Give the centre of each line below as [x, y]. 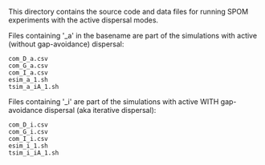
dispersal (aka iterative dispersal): [100, 110]
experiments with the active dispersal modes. [84, 20]
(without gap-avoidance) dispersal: [66, 44]
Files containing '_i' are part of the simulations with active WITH [114, 102]
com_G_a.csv [28, 66]
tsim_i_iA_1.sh [34, 153]
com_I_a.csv [28, 73]
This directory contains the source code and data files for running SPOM [128, 12]
